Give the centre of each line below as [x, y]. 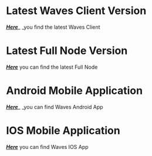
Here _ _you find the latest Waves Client [53, 27]
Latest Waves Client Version [76, 11]
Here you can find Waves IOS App [48, 147]
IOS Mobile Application [63, 131]
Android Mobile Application [74, 91]
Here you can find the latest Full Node [52, 67]
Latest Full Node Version [67, 51]
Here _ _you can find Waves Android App [55, 107]
